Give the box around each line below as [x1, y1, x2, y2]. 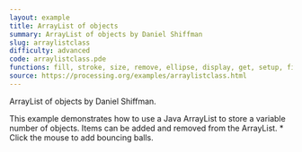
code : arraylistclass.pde [9, 55, 106, 63]
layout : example [9, 13, 70, 22]
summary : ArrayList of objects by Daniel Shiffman [9, 30, 203, 38]
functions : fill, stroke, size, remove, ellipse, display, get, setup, [9, 63, 283, 72]
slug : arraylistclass [9, 38, 91, 47]
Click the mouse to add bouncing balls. [9, 131, 155, 143]
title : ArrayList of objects [9, 21, 119, 30]
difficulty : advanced [9, 46, 91, 55]
